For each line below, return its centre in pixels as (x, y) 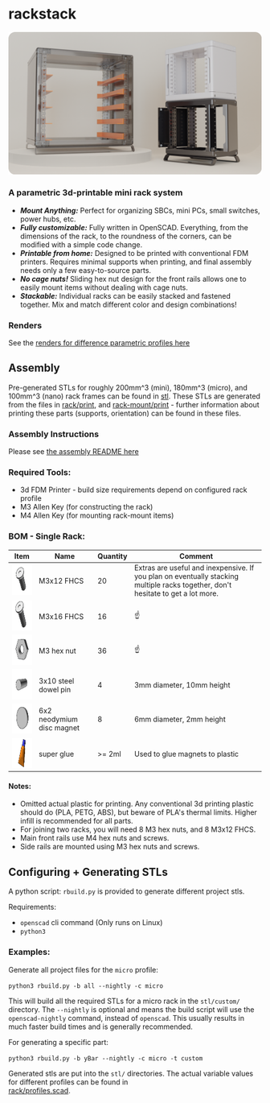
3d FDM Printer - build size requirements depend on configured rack (133, 490)
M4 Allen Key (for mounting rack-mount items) (97, 515)
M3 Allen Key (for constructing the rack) (86, 507)
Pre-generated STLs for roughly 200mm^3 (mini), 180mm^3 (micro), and (128, 387)
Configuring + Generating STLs (88, 872)
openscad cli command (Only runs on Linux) (91, 923)
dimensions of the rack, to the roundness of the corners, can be (126, 236)
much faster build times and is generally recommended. (100, 1027)
